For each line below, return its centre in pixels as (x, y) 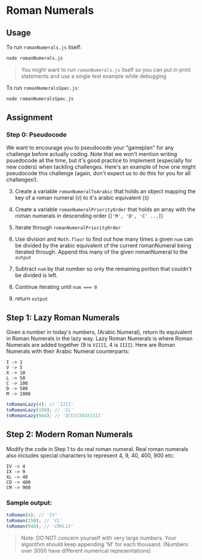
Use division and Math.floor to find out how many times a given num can (104, 239)
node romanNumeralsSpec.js (40, 99)
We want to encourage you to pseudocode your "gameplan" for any (90, 148)
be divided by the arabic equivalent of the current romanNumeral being (103, 246)
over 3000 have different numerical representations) (86, 550)
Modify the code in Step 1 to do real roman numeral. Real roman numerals (97, 449)
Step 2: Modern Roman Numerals (70, 434)
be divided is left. (36, 275)
